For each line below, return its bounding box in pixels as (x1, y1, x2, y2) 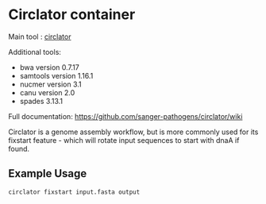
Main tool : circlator (8, 32, 71, 41)
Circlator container (8, 6, 136, 24)
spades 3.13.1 (19, 96, 64, 106)
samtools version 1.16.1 (19, 71, 94, 80)
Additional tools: (8, 47, 62, 56)
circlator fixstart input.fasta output (8, 188, 141, 196)
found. (8, 144, 30, 153)
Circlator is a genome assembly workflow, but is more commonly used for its (8, 127, 259, 137)
